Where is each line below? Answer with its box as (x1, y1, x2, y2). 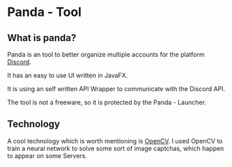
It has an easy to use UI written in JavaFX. (7, 71, 128, 79)
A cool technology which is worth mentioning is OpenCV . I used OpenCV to (7, 136, 223, 145)
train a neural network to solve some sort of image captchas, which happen (7, 144, 224, 152)
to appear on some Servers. (7, 151, 87, 160)
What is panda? (7, 32, 77, 44)
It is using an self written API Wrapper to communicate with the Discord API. (7, 85, 226, 93)
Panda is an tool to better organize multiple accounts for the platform (7, 50, 205, 58)
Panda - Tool (7, 4, 82, 20)
